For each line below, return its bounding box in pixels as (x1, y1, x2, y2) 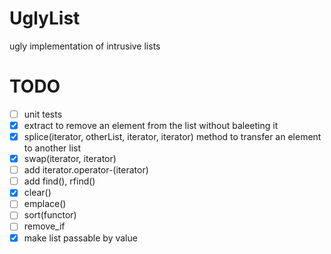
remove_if (23, 220, 66, 232)
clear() (23, 187, 52, 199)
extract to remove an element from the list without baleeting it (23, 119, 279, 131)
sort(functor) (23, 209, 77, 221)
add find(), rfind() (23, 175, 96, 187)
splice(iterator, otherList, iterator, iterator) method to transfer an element (23, 131, 322, 142)
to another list (23, 142, 82, 154)
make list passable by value (23, 232, 138, 244)
